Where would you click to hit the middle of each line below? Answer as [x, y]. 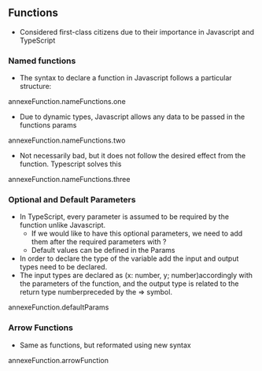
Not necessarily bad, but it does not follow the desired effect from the [133, 156]
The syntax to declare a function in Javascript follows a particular [125, 78]
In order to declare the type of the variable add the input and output [129, 258]
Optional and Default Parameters [72, 200]
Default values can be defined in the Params [103, 250]
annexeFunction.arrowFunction [58, 360]
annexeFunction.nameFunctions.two [67, 140]
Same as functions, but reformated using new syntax [105, 345]
